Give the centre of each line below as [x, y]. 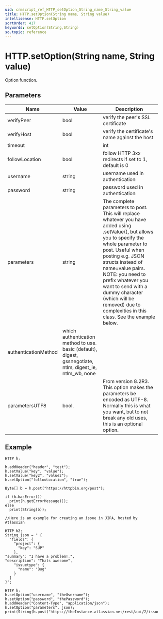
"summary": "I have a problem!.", [40, 556]
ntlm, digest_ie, [80, 367]
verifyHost [19, 134]
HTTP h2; [14, 531]
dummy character [123, 292]
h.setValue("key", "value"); [34, 471]
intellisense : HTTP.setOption [36, 18]
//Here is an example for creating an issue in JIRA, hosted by [71, 518]
